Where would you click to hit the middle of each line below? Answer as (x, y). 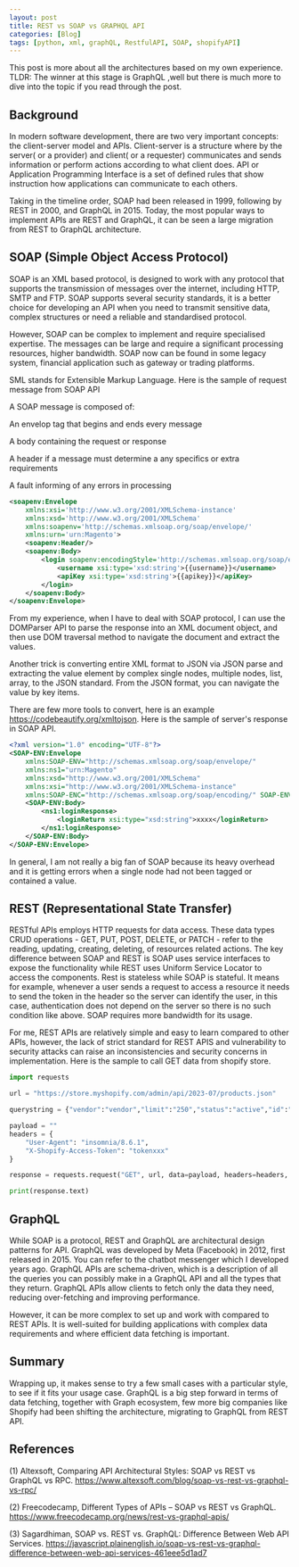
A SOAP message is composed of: (72, 406)
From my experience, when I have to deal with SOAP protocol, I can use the (147, 618)
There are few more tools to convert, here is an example (112, 709)
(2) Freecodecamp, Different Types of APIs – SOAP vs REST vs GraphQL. (143, 1507)
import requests (39, 1078)
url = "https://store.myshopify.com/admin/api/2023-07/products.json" (143, 1094)
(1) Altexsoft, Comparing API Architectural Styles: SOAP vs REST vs (132, 1471)
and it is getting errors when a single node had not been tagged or (131, 871)
